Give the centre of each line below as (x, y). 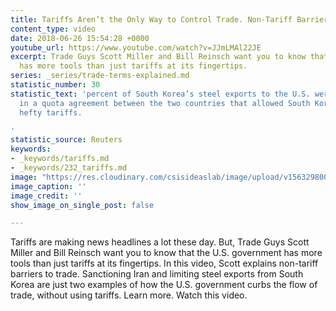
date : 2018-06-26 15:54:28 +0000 (80, 38)
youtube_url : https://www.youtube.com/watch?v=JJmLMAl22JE (136, 47)
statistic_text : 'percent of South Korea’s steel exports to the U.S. (160, 94)
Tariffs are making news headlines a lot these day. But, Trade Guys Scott (160, 242)
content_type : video (53, 29)
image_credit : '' (46, 196)
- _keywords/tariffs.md (60, 159)
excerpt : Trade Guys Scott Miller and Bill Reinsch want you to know (158, 57)
